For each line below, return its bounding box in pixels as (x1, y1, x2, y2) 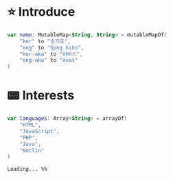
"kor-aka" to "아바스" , (19, 51, 84, 58)
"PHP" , (19, 134, 38, 141)
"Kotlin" (19, 147, 45, 154)
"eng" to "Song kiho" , (19, 44, 84, 51)
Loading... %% (7, 166, 48, 173)
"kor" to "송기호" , (19, 38, 71, 45)
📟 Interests (7, 88, 75, 104)
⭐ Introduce (7, 4, 76, 20)
